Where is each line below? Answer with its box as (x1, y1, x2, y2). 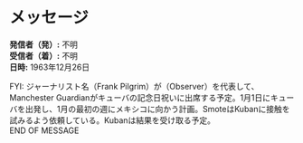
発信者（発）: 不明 (9, 39, 79, 50)
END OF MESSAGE (9, 125, 80, 136)
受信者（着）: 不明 (9, 50, 79, 61)
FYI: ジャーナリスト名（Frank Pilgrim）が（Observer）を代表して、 (9, 81, 260, 91)
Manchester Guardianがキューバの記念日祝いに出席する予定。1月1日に (9, 91, 271, 103)
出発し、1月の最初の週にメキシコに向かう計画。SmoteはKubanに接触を (24, 103, 290, 114)
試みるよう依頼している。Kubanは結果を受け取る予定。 (9, 114, 215, 126)
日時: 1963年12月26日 (9, 62, 90, 72)
